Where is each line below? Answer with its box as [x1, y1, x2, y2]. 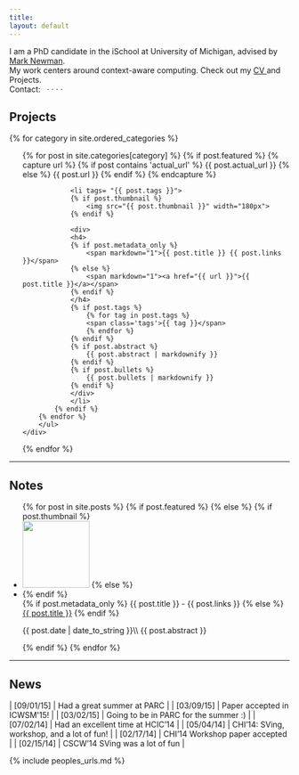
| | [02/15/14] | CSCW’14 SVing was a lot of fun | [9, 738, 185, 748]
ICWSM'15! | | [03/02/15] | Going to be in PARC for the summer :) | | [9, 709, 256, 720]
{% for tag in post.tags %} [85, 311, 190, 321]
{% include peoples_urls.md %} [9, 755, 125, 766]
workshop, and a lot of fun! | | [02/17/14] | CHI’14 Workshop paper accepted [9, 728, 287, 739]
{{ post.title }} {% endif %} [21, 608, 120, 619]
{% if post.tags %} [69, 304, 142, 313]
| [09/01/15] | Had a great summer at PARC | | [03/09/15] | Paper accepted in [9, 700, 289, 711]
